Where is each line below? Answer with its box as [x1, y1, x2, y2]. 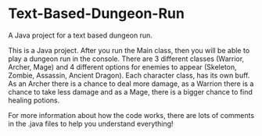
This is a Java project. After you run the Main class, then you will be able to [8, 45, 250, 55]
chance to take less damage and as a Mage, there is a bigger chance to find [8, 87, 253, 96]
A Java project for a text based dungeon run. [8, 30, 153, 40]
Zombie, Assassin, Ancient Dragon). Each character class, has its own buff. [8, 70, 250, 80]
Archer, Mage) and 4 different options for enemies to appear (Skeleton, [8, 62, 237, 71]
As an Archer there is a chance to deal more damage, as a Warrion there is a [8, 79, 254, 88]
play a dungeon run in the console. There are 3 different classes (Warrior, [8, 54, 245, 63]
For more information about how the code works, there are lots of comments [8, 110, 255, 120]
